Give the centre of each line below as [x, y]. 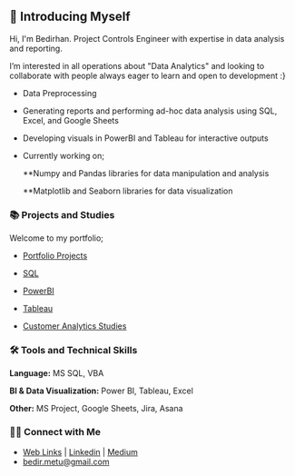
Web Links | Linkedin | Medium [80, 451]
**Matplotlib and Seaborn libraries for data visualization [128, 191]
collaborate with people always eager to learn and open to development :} [147, 75]
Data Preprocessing [59, 93]
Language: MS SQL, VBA [57, 373]
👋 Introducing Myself [70, 17]
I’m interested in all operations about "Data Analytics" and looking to [137, 65]
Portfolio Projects [55, 256]
